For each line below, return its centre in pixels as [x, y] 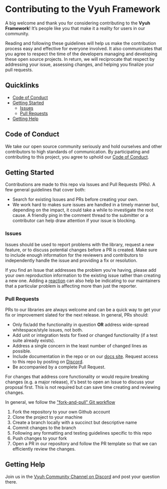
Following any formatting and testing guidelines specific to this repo [82, 433]
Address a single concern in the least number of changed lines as [80, 345]
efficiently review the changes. [44, 449]
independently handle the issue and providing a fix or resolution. [71, 260]
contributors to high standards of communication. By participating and [77, 152]
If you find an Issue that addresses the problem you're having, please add [81, 270]
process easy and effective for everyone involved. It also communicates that [83, 48]
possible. [22, 351]
